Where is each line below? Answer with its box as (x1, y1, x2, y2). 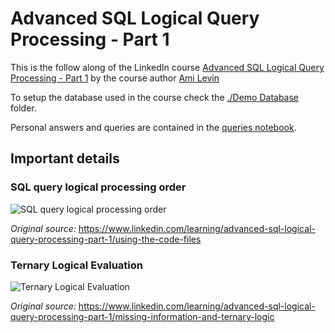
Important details (10, 150, 120, 167)
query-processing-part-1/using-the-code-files (10, 233, 202, 245)
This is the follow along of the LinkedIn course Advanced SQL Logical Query (10, 61, 325, 73)
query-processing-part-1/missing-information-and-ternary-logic (10, 310, 275, 322)
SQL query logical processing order (10, 180, 187, 194)
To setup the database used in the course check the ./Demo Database (10, 91, 300, 103)
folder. (10, 102, 37, 114)
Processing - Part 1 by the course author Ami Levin (10, 72, 220, 84)
